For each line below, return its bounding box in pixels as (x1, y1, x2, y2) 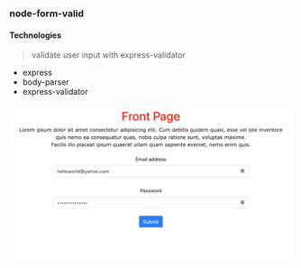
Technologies (9, 30, 62, 41)
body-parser (22, 77, 69, 88)
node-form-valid (9, 7, 84, 20)
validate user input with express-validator (31, 50, 187, 60)
